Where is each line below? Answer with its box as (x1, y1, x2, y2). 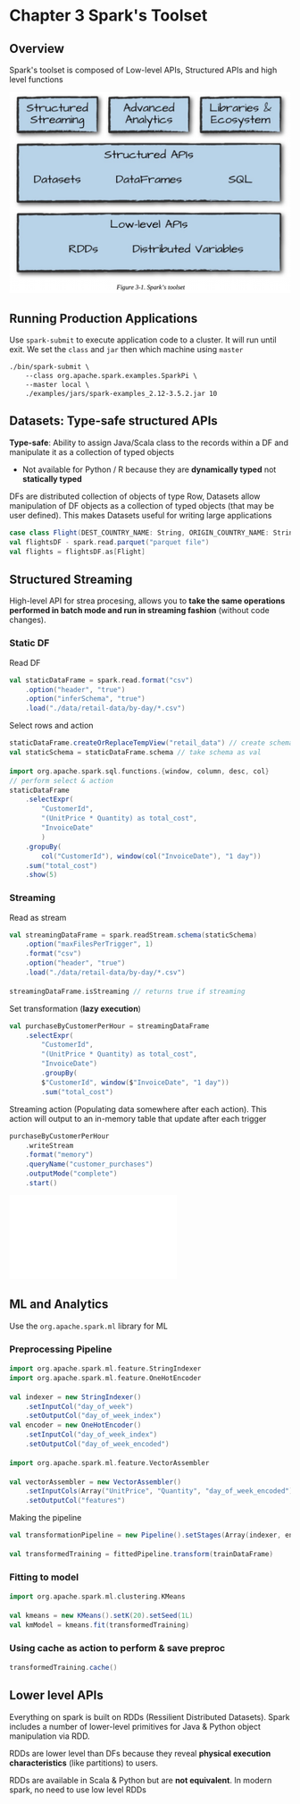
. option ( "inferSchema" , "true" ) (25, 695, 146, 704)
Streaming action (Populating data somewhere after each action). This (9, 1103, 268, 1114)
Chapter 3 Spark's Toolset (9, 5, 208, 26)
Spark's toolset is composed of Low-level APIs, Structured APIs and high (9, 64, 278, 75)
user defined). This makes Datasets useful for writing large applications (9, 510, 272, 520)
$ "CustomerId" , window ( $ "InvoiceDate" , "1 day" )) (41, 1078, 229, 1087)
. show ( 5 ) (25, 871, 58, 880)
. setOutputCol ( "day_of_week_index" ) (25, 1412, 162, 1420)
